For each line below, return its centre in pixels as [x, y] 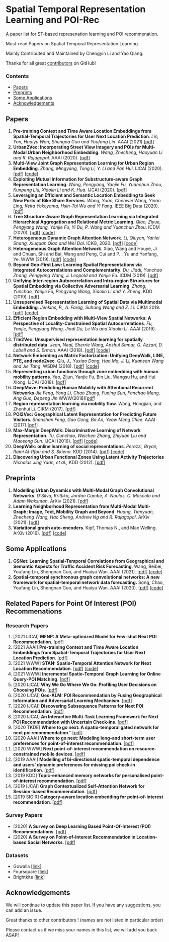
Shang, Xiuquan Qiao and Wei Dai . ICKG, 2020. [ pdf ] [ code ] [75, 243]
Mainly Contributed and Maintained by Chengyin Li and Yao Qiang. [75, 53]
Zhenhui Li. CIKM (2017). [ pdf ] [44, 409]
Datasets [17, 855]
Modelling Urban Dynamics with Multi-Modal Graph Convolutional [83, 490]
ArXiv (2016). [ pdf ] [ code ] [40, 533]
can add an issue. [24, 910]
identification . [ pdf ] [34, 770]
